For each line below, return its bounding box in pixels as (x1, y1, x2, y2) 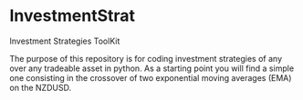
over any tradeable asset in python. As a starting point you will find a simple (9, 63, 295, 74)
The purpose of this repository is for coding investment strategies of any (9, 53, 283, 64)
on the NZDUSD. (9, 82, 71, 93)
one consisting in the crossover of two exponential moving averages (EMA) (9, 72, 292, 83)
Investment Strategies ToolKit (9, 35, 120, 46)
